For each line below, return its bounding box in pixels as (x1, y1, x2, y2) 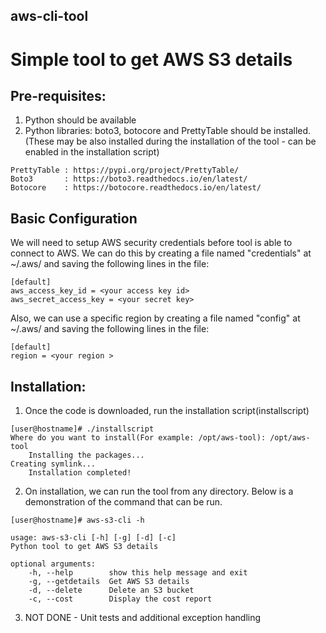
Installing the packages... (28, 450, 145, 461)
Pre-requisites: (10, 87, 107, 104)
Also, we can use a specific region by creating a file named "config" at (10, 312, 301, 324)
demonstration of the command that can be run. (24, 496, 223, 508)
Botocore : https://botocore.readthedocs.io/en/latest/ (10, 183, 262, 193)
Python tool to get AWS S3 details (10, 542, 159, 552)
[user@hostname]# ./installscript (10, 424, 155, 434)
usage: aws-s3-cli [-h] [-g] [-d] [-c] (10, 533, 177, 543)
